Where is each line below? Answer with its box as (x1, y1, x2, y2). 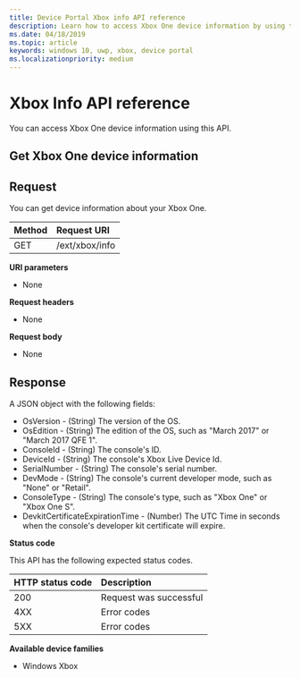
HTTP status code (13, 576, 93, 589)
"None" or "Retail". (21, 482, 91, 493)
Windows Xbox (21, 660, 79, 671)
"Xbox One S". (21, 501, 76, 512)
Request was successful (101, 591, 204, 604)
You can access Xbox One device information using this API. (9, 123, 232, 133)
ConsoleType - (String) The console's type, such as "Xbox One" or (21, 491, 268, 502)
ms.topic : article (9, 38, 78, 47)
